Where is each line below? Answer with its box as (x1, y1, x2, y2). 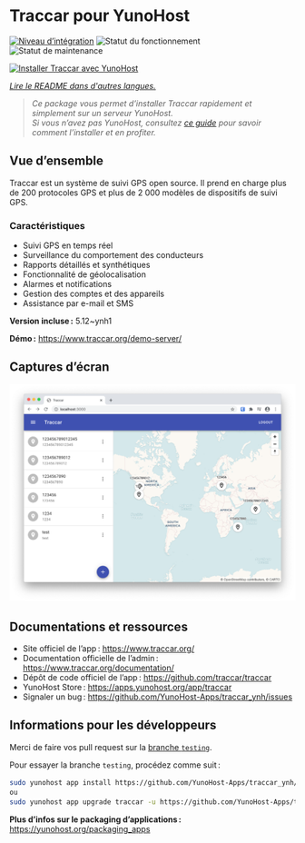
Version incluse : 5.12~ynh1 (9, 315, 112, 327)
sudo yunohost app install (9, 778, 112, 787)
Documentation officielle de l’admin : (22, 653, 159, 664)
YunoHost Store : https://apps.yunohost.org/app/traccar (22, 682, 232, 693)
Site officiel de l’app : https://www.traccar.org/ (22, 643, 195, 654)
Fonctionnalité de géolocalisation (22, 269, 147, 280)
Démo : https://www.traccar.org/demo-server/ (9, 333, 182, 344)
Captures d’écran (9, 360, 110, 375)
